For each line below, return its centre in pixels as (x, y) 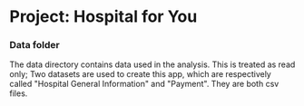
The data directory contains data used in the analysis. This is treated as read (152, 64)
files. (19, 93)
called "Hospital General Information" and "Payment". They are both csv (144, 84)
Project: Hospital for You (103, 17)
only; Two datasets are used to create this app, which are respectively (141, 74)
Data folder (35, 45)
